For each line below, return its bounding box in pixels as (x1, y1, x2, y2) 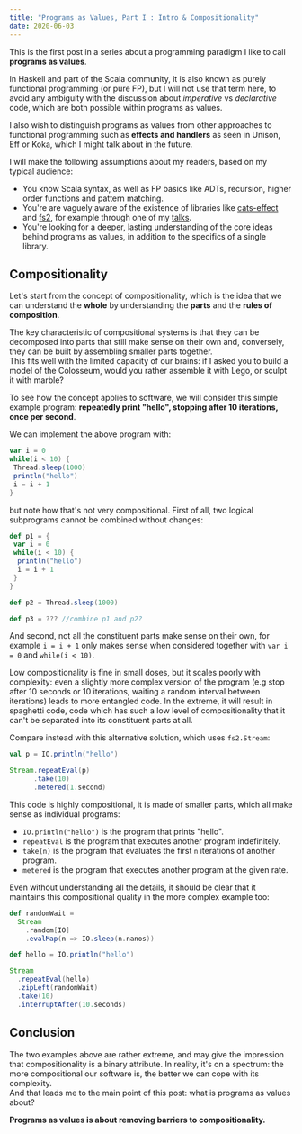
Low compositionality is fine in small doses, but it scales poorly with (9, 667, 261, 678)
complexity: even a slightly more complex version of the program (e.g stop (9, 676, 285, 687)
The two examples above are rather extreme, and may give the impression (9, 1048, 285, 1059)
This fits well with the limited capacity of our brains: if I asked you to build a (9, 356, 289, 367)
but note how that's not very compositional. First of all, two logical (9, 504, 254, 515)
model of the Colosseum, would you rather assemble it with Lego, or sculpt (9, 366, 288, 376)
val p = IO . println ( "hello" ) (9, 749, 119, 759)
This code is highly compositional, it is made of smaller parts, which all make (9, 799, 293, 810)
